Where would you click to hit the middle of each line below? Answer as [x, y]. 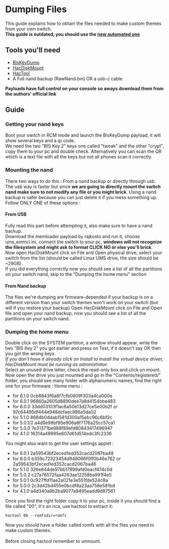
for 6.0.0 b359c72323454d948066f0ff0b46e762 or [67, 459]
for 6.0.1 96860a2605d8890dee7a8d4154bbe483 [64, 401]
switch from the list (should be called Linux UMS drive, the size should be [82, 258]
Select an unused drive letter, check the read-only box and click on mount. [83, 370]
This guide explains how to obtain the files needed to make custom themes [83, 23]
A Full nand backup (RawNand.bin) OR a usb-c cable [68, 78]
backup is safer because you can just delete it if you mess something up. [81, 197]
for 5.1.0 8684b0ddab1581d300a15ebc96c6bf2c [62, 417]
